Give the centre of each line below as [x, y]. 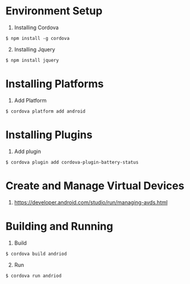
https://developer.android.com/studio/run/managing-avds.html [91, 202]
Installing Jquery [35, 49]
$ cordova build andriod [36, 254]
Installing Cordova [36, 27]
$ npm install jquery [32, 60]
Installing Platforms [55, 84]
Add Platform [30, 100]
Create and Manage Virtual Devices [95, 186]
